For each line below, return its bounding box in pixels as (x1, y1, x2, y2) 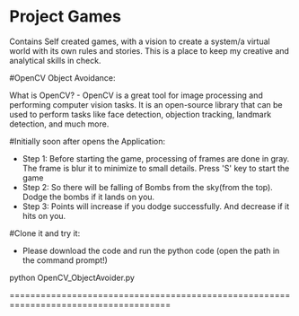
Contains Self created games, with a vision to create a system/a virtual (9, 36, 271, 47)
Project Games (9, 6, 121, 27)
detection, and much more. (9, 118, 110, 129)
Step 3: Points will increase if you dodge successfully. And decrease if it (22, 200, 290, 212)
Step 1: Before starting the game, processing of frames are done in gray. (22, 153, 290, 163)
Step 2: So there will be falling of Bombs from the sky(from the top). (22, 181, 274, 192)
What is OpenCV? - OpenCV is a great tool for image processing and (9, 90, 263, 101)
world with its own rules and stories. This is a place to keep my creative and (9, 45, 290, 56)
